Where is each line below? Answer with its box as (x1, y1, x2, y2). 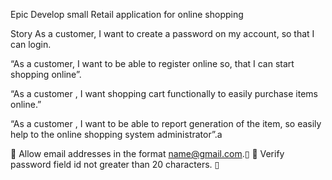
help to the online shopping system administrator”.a (10, 129, 223, 140)
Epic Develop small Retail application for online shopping (10, 9, 244, 20)
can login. (10, 39, 52, 50)
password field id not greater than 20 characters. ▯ (10, 159, 220, 170)
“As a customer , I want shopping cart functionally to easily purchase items (10, 88, 318, 99)
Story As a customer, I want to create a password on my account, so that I (10, 28, 315, 39)
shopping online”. (10, 69, 82, 80)
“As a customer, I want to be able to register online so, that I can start (10, 58, 295, 69)
